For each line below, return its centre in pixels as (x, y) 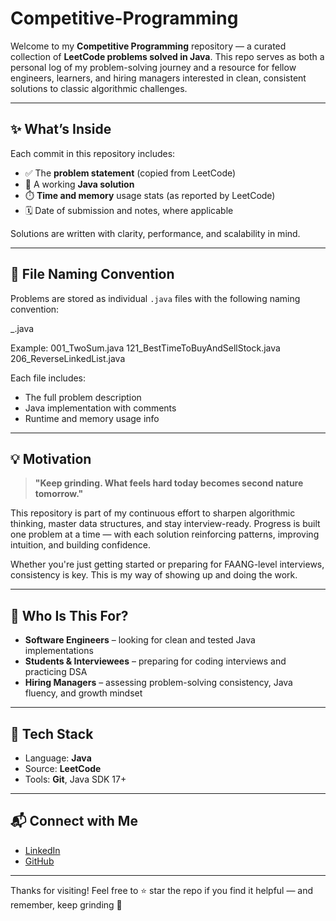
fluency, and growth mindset (83, 693)
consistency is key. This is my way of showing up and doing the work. (154, 575)
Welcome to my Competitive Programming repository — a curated (148, 46)
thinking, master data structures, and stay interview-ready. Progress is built (165, 524)
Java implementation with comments (100, 408)
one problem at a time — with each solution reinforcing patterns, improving (165, 534)
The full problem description (83, 397)
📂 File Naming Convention (92, 274)
